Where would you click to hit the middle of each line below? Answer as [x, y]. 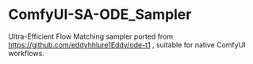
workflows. [27, 53]
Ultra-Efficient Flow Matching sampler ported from [91, 36]
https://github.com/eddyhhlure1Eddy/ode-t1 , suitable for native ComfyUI [127, 44]
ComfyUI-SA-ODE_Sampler [100, 15]
